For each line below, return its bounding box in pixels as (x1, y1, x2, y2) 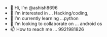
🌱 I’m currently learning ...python (10, 15, 79, 21)
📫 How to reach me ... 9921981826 (10, 26, 84, 32)
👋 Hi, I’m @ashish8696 (10, 5, 58, 10)
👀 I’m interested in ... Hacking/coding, (10, 10, 89, 16)
